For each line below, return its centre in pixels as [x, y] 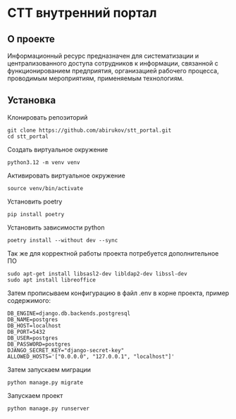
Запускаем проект [35, 395]
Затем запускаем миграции [49, 369]
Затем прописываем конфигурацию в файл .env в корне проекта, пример [118, 293]
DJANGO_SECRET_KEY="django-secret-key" [66, 350]
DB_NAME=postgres [33, 319]
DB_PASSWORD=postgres [39, 344]
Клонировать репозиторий [48, 117]
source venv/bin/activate [45, 188]
